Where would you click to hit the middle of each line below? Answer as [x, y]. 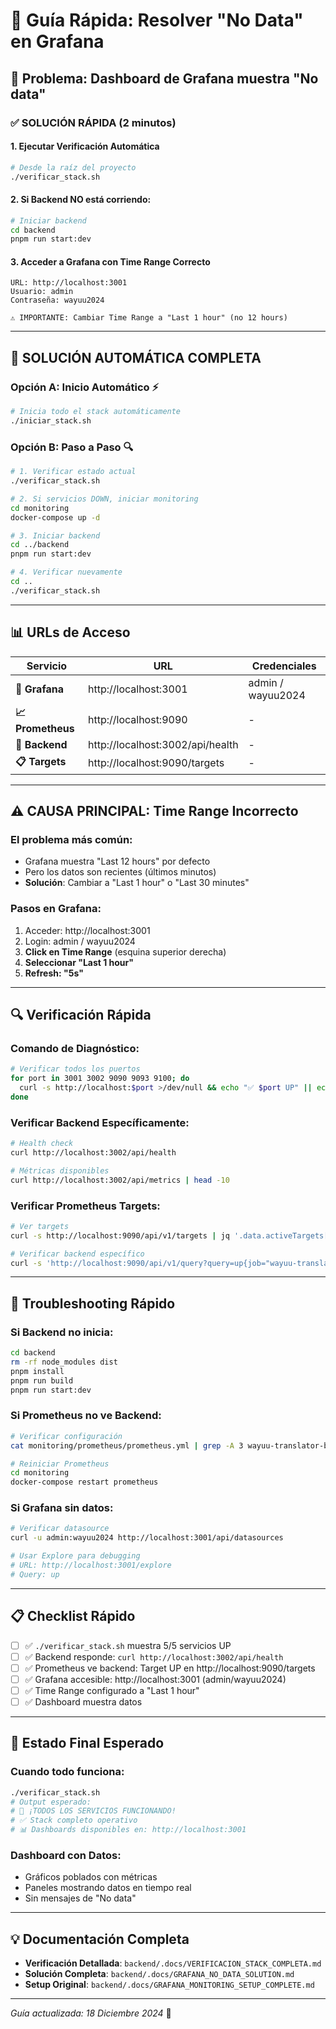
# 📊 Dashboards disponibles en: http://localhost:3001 [128, 1830]
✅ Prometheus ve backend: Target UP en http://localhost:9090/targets [170, 1668]
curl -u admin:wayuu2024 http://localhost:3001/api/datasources [147, 1538]
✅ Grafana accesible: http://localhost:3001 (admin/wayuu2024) [155, 1679]
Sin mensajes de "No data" [80, 1898]
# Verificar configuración [66, 1436]
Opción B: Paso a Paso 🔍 [72, 447]
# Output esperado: [51, 1802]
